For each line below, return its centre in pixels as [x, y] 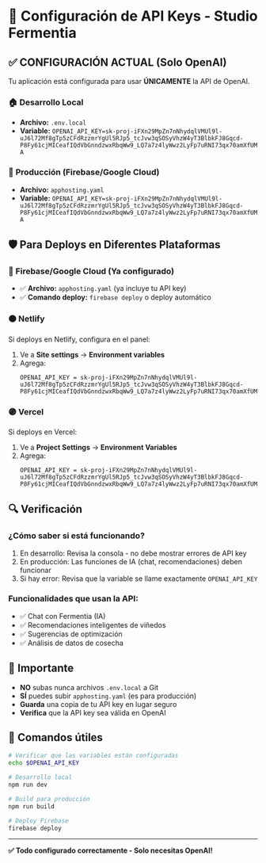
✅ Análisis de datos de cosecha [72, 643]
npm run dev [28, 785]
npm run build [32, 806]
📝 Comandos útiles [55, 737]
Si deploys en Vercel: [43, 432]
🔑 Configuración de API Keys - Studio [133, 16]
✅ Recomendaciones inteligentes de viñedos [93, 624]
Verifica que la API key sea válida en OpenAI [93, 712]
